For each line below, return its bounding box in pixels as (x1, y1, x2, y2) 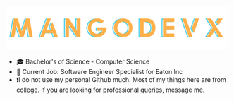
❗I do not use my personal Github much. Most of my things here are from (16, 76, 226, 84)
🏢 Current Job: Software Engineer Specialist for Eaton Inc (16, 68, 183, 76)
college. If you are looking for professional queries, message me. (16, 85, 205, 94)
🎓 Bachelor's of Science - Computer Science (16, 57, 150, 66)
